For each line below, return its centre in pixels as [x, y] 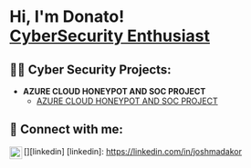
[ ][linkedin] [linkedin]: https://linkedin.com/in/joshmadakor [133, 151]
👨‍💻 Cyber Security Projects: [90, 69]
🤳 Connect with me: [66, 129]
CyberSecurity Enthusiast [110, 36]
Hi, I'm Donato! [67, 17]
